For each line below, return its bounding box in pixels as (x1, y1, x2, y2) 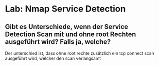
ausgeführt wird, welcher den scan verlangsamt (5, 55, 101, 61)
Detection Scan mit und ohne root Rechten (5, 30, 136, 38)
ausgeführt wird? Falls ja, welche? (5, 38, 111, 46)
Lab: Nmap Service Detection (5, 3, 126, 14)
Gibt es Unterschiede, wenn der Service (5, 23, 128, 31)
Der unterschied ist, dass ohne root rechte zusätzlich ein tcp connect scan (5, 51, 155, 56)
